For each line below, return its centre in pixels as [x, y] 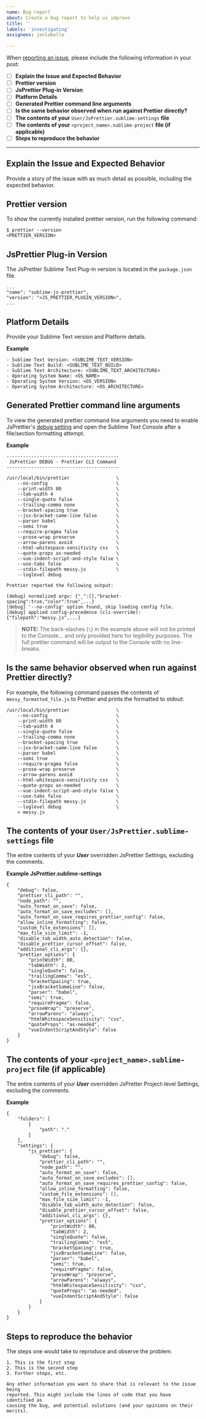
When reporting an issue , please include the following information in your [99, 58]
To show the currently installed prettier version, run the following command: [102, 219]
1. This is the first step [41, 1363]
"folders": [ [34, 1119]
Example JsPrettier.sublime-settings [54, 874]
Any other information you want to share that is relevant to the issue [101, 1384]
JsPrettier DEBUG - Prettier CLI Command [63, 462]
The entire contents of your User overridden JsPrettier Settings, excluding [100, 855]
